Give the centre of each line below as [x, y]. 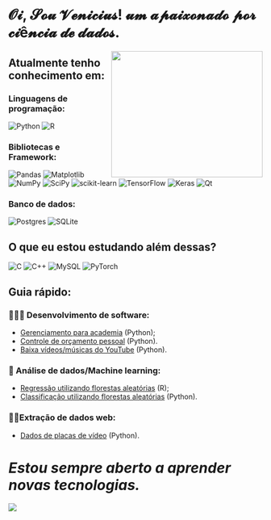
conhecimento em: [56, 75]
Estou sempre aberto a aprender [120, 468]
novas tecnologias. [74, 485]
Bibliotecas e [34, 147]
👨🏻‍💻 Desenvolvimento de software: [79, 315]
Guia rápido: [40, 292]
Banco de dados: [42, 204]
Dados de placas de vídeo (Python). [79, 435]
